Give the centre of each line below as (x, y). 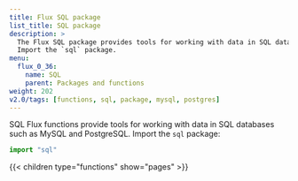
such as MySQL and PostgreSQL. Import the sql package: (115, 134)
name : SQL (43, 75)
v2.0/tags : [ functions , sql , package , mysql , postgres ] (114, 99)
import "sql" (33, 150)
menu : (19, 58)
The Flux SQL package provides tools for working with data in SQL (145, 42)
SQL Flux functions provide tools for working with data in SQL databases (142, 124)
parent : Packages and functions (85, 83)
